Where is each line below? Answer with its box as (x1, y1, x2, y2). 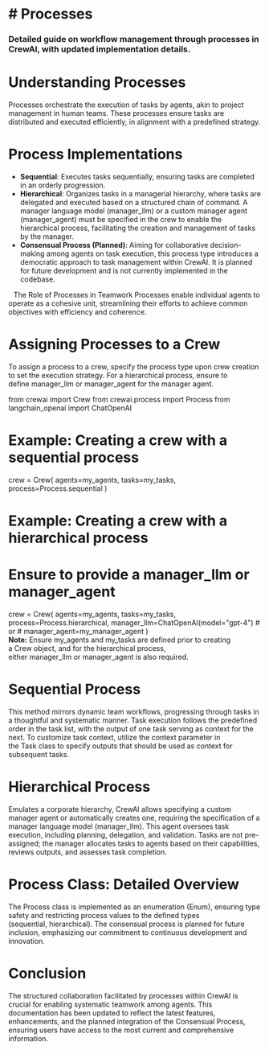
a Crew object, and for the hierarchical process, (8, 643, 166, 653)
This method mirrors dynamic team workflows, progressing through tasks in (8, 706, 259, 716)
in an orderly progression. (19, 180, 106, 190)
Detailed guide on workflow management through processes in (8, 34, 259, 45)
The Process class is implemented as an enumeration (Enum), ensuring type (8, 902, 261, 912)
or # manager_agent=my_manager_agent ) (8, 626, 149, 636)
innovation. (8, 936, 46, 945)
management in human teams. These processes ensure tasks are (8, 109, 225, 118)
